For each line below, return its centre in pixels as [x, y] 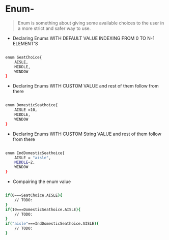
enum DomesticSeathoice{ [32, 105]
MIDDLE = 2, [25, 162]
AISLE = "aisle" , [33, 158]
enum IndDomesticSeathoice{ [35, 153]
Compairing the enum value [42, 182]
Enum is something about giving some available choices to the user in [91, 23]
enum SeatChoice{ [24, 57]
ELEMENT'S [25, 43]
